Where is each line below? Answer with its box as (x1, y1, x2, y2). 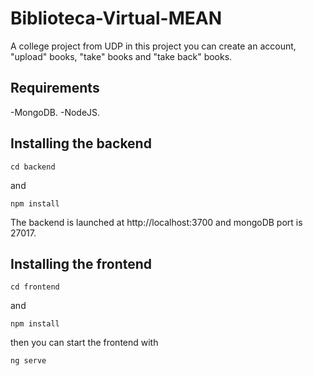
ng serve (10, 356, 47, 366)
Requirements (10, 80, 100, 97)
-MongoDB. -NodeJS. (10, 106, 101, 118)
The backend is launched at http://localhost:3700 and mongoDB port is (10, 216, 303, 228)
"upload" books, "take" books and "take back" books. (10, 50, 233, 62)
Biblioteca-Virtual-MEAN (10, 7, 223, 30)
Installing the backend (10, 135, 152, 152)
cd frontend (10, 282, 60, 292)
